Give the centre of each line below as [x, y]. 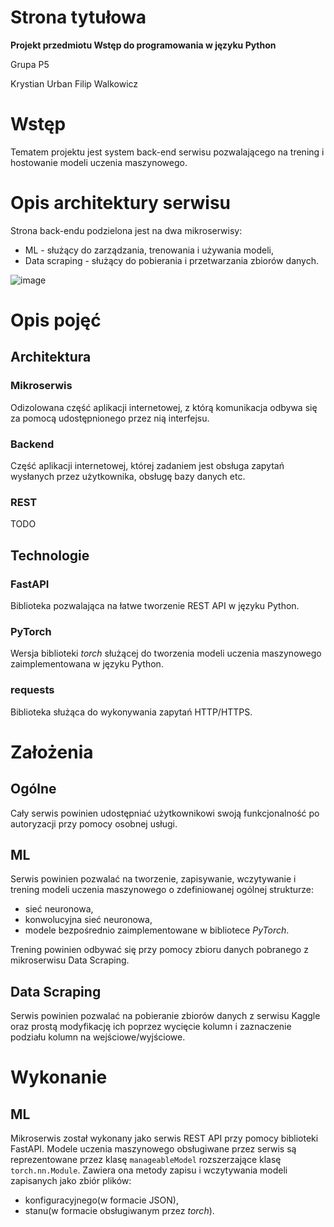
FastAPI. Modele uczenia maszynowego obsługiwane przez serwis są [153, 1149]
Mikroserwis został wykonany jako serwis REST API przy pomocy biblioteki [164, 1138]
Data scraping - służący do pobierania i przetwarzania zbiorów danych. [171, 260]
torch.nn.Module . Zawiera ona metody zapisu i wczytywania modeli [149, 1170]
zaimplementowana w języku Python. [87, 664]
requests [32, 690]
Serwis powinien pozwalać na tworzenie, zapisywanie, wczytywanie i [153, 879]
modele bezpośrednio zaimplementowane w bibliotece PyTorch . [157, 930]
